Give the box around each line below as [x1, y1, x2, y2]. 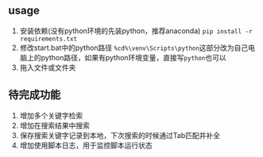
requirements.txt [19, 35, 78, 43]
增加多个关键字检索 [19, 110, 83, 120]
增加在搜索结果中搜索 [19, 121, 90, 130]
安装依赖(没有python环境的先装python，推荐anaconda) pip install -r [19, 25, 253, 36]
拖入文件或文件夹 [19, 63, 76, 72]
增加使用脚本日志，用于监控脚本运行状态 [19, 140, 153, 150]
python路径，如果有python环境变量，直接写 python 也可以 [41, 52, 226, 62]
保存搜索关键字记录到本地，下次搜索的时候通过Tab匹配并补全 [19, 130, 221, 140]
